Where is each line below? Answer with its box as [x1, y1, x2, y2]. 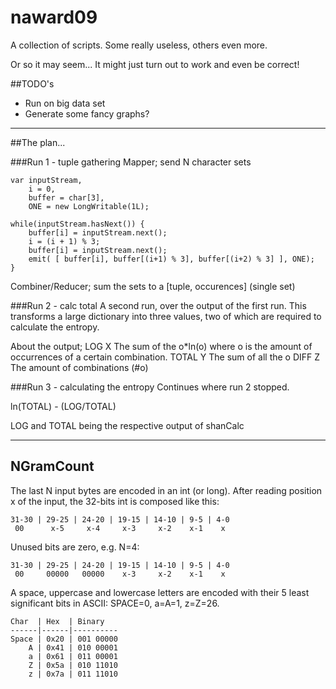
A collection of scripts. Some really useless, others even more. [10, 39, 268, 51]
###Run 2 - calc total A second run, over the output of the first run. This [10, 299, 307, 311]
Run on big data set [24, 97, 106, 109]
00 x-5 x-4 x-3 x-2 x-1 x [14, 523, 226, 533]
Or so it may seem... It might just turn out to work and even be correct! [10, 58, 300, 70]
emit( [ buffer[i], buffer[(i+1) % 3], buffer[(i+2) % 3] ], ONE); [28, 254, 315, 264]
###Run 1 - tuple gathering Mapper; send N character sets [10, 156, 252, 168]
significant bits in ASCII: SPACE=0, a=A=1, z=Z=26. [10, 597, 220, 609]
